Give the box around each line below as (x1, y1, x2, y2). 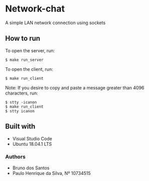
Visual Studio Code (12, 135, 53, 141)
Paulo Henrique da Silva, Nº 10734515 (12, 170, 91, 176)
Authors (5, 153, 26, 160)
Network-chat (5, 3, 65, 15)
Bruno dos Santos (12, 164, 50, 171)
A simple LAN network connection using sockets (5, 20, 106, 26)
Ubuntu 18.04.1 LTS (12, 141, 52, 147)
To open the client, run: (5, 66, 54, 72)
